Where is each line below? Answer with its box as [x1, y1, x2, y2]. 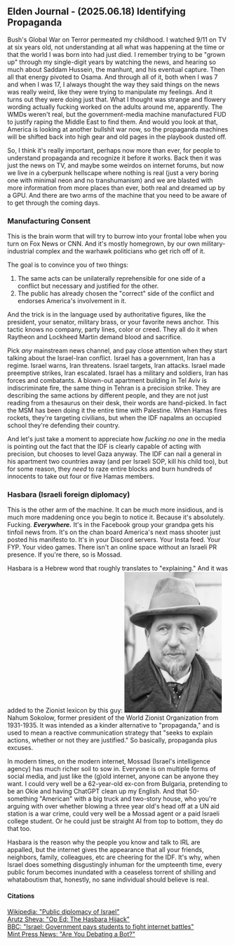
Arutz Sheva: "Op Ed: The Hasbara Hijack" [7, 915, 130, 923]
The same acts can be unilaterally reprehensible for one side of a [17, 274, 206, 283]
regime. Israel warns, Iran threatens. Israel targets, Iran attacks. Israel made [7, 362, 226, 370]
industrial [7, 247, 34, 255]
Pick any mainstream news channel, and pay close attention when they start [7, 346, 228, 355]
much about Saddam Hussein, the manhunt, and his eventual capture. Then [7, 65, 226, 73]
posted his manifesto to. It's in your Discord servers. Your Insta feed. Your [7, 535, 221, 544]
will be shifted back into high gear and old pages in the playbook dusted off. [7, 132, 227, 141]
